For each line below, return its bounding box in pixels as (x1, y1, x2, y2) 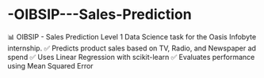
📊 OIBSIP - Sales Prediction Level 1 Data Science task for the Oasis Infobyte (7, 32, 257, 41)
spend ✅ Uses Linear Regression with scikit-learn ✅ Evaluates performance (7, 52, 255, 61)
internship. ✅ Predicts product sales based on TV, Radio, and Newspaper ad (7, 43, 257, 53)
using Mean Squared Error (7, 61, 94, 70)
